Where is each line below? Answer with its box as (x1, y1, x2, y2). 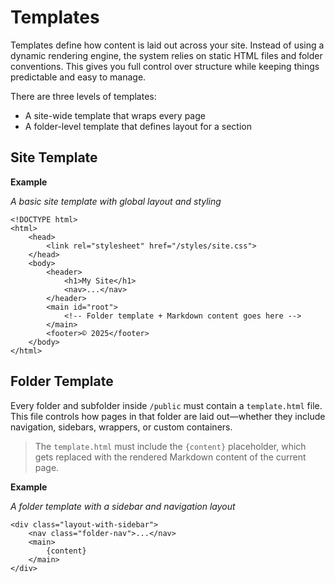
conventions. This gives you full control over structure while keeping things (10, 60, 320, 72)
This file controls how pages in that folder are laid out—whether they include (10, 410, 326, 422)
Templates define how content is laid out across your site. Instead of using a (10, 39, 325, 51)
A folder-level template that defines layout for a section (24, 120, 252, 132)
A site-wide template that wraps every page (24, 109, 206, 121)
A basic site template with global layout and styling (10, 195, 222, 207)
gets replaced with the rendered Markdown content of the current (34, 451, 307, 463)
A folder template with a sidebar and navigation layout (10, 500, 236, 512)
